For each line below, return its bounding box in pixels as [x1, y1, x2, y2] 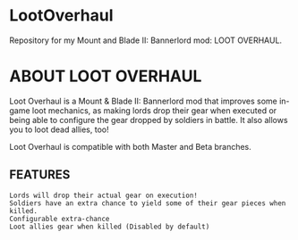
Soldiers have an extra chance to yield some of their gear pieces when [9, 198, 286, 208]
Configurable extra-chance [9, 214, 110, 223]
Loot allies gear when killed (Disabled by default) [9, 222, 210, 231]
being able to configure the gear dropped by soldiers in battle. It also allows [9, 114, 288, 125]
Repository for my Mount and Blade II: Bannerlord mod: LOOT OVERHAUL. [9, 35, 283, 46]
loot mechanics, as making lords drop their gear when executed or [31, 104, 277, 116]
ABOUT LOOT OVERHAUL [9, 66, 202, 87]
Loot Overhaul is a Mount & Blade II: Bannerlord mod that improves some [9, 95, 277, 106]
